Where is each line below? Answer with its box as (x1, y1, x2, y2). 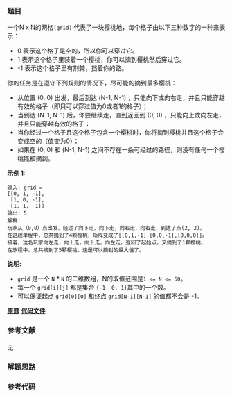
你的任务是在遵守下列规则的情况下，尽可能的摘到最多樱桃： (7, 78, 177, 88)
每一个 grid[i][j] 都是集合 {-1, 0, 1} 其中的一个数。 (17, 283, 170, 292)
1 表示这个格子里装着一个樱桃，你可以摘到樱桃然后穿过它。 (17, 56, 186, 64)
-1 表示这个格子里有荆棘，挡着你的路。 (17, 64, 128, 72)
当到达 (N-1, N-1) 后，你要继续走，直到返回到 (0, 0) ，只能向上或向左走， (17, 111, 225, 119)
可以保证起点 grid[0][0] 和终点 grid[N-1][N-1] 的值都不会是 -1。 (17, 292, 203, 300)
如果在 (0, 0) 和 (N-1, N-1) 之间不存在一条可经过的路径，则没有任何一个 (17, 146, 220, 154)
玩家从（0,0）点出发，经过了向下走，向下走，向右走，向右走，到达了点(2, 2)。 (7, 224, 206, 232)
